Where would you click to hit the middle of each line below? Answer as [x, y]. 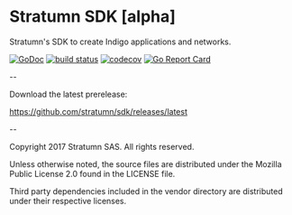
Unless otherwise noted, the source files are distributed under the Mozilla [146, 164]
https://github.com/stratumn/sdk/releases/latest [98, 111]
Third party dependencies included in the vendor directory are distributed [146, 191]
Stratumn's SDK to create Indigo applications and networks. [120, 42]
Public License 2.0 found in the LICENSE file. [92, 173]
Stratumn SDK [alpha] [92, 17]
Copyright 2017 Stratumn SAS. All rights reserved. [102, 146]
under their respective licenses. [68, 201]
